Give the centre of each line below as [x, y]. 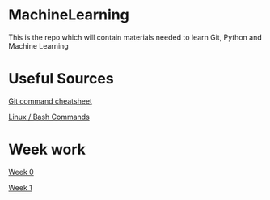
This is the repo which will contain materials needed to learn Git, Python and [135, 37]
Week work [47, 149]
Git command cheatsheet [51, 101]
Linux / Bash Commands [49, 117]
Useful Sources [61, 79]
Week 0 [21, 172]
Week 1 [20, 187]
